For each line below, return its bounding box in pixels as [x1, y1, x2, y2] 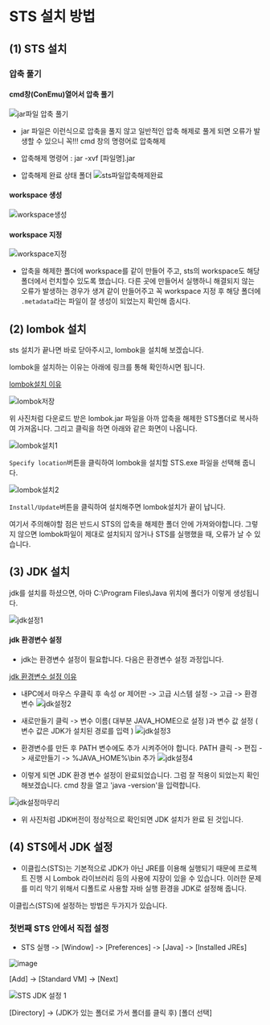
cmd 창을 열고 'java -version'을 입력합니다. [63, 780, 201, 790]
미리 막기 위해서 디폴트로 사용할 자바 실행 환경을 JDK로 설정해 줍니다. [29, 883, 247, 893]
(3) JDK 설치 [9, 565, 71, 579]
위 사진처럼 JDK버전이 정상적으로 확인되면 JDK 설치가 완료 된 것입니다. [20, 814, 244, 824]
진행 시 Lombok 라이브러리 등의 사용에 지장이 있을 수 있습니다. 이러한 [29, 873, 247, 882]
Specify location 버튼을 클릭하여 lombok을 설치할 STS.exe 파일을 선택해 [9, 457, 241, 467]
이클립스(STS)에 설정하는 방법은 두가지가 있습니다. [9, 900, 168, 910]
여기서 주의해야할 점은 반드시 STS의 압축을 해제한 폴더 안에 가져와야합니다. [9, 519, 243, 528]
